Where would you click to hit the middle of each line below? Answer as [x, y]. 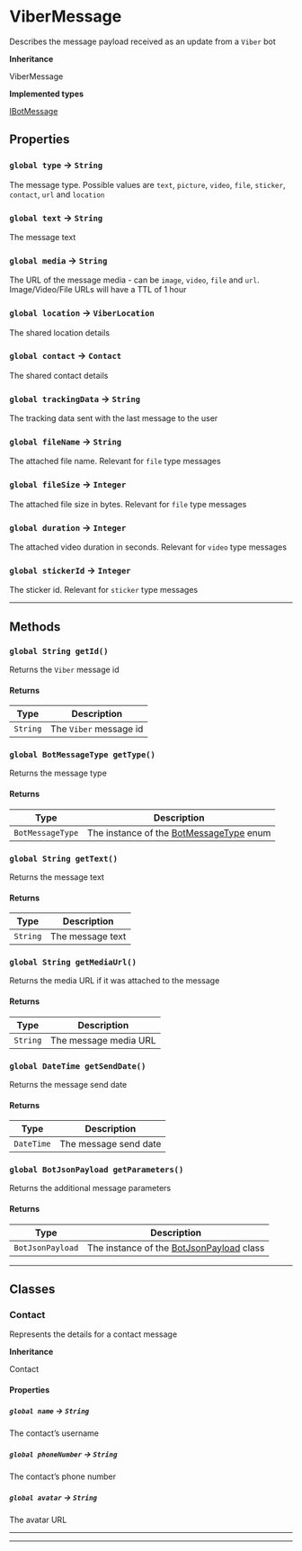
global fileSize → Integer [68, 485]
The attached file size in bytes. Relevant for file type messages [128, 504]
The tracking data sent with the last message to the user [114, 418]
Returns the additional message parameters [90, 1188]
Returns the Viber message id [64, 669]
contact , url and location [57, 194]
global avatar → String [53, 1497]
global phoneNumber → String [63, 1454]
